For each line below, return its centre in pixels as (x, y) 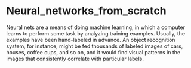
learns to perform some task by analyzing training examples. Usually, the (96, 33)
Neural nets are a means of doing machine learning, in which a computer (95, 27)
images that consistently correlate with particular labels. (75, 59)
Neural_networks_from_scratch (86, 11)
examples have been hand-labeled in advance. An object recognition (91, 40)
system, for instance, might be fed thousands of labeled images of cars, (95, 46)
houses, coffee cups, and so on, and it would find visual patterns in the (93, 52)
